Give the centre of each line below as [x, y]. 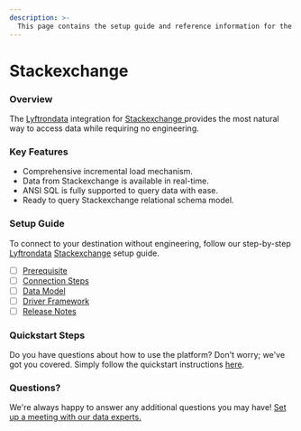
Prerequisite [45, 270]
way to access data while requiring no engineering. [105, 128]
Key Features [39, 152]
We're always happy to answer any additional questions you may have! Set [148, 408]
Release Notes [49, 311]
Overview [31, 98]
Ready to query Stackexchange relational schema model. [128, 201]
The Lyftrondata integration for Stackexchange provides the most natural [144, 118]
